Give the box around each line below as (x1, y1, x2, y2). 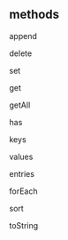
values (9, 151, 34, 162)
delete (9, 48, 33, 59)
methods (9, 7, 60, 22)
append (9, 30, 38, 41)
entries (9, 168, 35, 179)
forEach (9, 186, 38, 196)
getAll (9, 100, 31, 110)
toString (9, 220, 39, 230)
